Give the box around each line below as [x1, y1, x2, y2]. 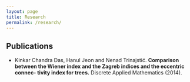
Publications [6, 41, 54, 51]
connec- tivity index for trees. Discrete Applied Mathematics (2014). [14, 69, 182, 76]
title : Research [6, 14, 46, 20]
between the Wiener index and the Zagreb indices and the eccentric [14, 63, 185, 70]
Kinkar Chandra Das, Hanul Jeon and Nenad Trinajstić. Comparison [14, 57, 179, 64]
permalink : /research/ [6, 19, 62, 25]
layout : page [6, 8, 38, 15]
